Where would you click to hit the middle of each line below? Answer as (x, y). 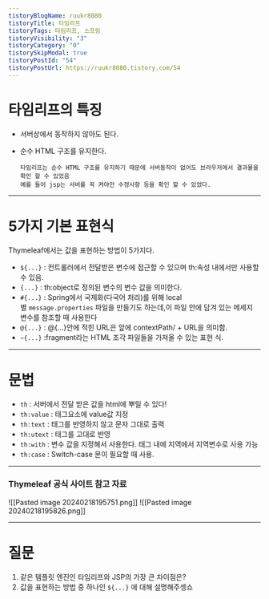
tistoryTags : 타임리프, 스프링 (54, 30)
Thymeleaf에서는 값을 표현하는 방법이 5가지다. (81, 250)
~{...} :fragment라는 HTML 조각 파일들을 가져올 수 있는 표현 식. (122, 337)
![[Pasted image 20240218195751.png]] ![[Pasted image (100, 502)
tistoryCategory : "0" (44, 46)
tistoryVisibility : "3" (48, 38)
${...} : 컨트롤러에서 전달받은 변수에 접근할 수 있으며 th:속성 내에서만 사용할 (139, 267)
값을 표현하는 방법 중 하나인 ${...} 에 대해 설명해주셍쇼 (106, 587)
